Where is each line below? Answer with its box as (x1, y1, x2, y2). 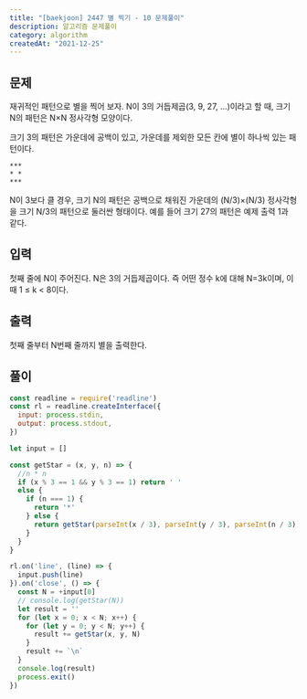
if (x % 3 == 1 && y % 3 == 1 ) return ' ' (17, 477, 182, 487)
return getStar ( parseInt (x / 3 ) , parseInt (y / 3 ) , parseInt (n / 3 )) (33, 520, 301, 529)
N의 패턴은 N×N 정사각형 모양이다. (9, 112, 133, 123)
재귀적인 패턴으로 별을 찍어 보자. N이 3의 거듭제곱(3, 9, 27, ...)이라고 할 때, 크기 (9, 101, 291, 112)
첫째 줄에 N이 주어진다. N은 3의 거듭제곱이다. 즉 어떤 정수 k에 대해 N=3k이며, (9, 272, 285, 283)
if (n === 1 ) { (26, 494, 84, 503)
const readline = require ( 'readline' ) (9, 394, 157, 403)
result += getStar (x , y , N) (33, 630, 142, 640)
